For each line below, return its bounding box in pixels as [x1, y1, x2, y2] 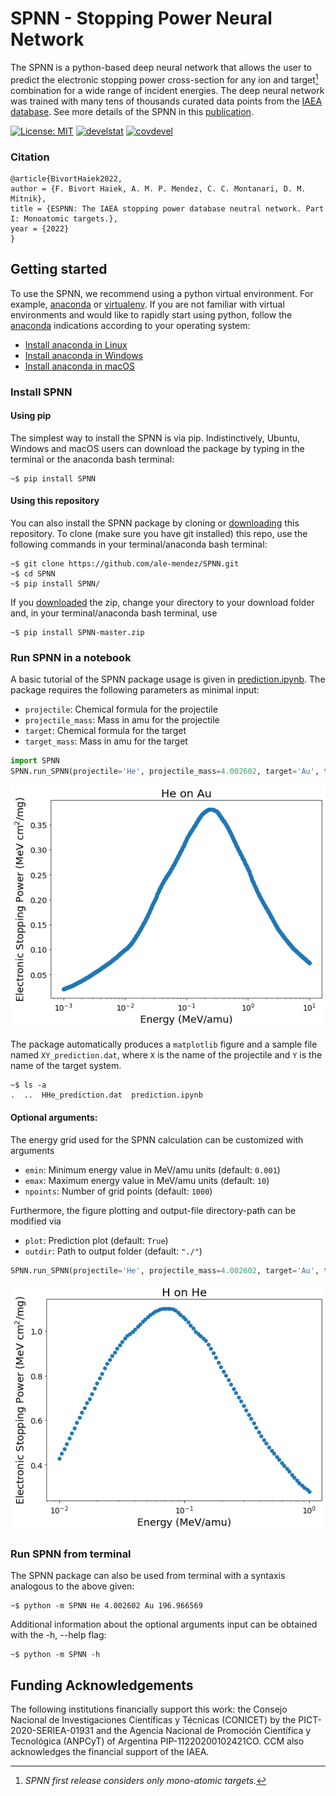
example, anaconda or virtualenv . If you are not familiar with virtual [10, 298, 285, 310]
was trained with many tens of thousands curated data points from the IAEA [10, 95, 323, 107]
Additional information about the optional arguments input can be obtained [10, 1618, 318, 1631]
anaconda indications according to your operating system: [10, 319, 251, 331]
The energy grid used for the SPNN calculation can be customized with [10, 1133, 304, 1146]
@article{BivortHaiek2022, [10, 173, 123, 184]
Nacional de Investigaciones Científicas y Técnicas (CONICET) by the [10, 1714, 297, 1726]
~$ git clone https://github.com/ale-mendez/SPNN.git [10, 559, 240, 569]
